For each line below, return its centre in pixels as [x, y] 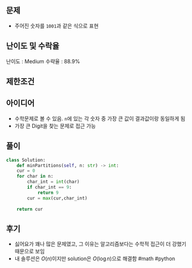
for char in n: [35, 177]
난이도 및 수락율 [33, 46]
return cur [30, 209]
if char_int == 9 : [49, 187]
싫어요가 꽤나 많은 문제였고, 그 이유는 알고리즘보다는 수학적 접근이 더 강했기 [100, 244]
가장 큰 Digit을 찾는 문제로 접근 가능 [55, 125]
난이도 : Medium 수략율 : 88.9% [43, 61]
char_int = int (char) [54, 182]
